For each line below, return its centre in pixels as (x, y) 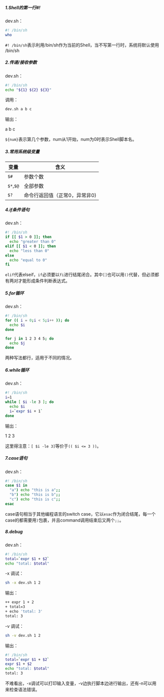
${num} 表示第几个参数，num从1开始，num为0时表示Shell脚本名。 (71, 139)
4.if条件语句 (17, 210)
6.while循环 (17, 370)
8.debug (14, 532)
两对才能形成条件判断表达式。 (39, 281)
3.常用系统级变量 (22, 151)
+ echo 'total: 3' (24, 611)
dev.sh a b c (18, 109)
